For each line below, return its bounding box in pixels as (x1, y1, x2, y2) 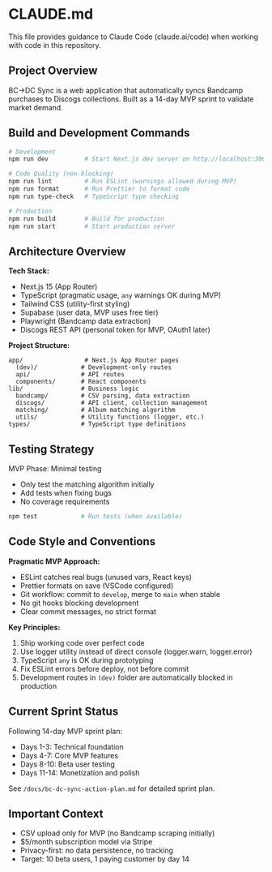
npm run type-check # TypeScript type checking (8, 192, 180, 200)
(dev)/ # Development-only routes (15, 363, 172, 372)
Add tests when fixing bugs (19, 488, 112, 498)
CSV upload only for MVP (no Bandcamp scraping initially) (19, 828, 215, 838)
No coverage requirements (19, 496, 110, 507)
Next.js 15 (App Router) (19, 281, 98, 292)
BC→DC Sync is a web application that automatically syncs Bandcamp (8, 85, 244, 95)
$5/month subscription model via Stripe (19, 837, 153, 847)
